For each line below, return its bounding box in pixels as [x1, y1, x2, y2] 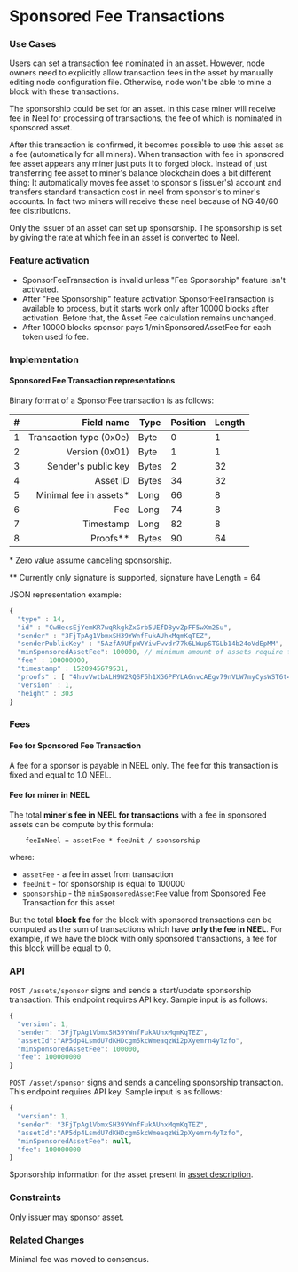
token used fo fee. [21, 331, 89, 342]
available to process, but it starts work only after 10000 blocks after [21, 303, 269, 313]
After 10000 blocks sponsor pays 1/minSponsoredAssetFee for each [21, 321, 271, 332]
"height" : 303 [17, 689, 74, 698]
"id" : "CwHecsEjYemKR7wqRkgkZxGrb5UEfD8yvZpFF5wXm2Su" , [17, 623, 232, 632]
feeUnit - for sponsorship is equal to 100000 [21, 878, 186, 889]
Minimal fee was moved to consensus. [9, 1253, 149, 1264]
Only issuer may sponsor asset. [9, 1212, 124, 1222]
